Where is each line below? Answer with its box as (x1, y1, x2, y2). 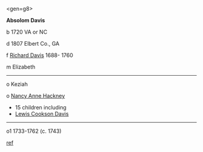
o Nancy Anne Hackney (6, 93, 65, 99)
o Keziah (6, 81, 28, 88)
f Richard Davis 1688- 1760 (6, 52, 74, 59)
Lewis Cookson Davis (14, 111, 69, 117)
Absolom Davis (6, 17, 45, 23)
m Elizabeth (6, 63, 36, 70)
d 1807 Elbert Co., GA (6, 40, 60, 47)
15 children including (14, 104, 66, 111)
